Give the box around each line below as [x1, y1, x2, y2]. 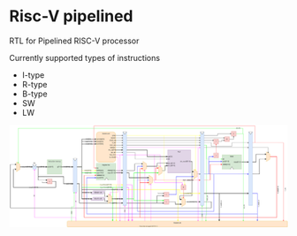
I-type [21, 69, 45, 80]
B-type [21, 88, 48, 99]
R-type [21, 79, 48, 89]
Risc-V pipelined [9, 6, 134, 27]
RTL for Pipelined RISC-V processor [9, 35, 140, 46]
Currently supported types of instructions [9, 52, 161, 63]
